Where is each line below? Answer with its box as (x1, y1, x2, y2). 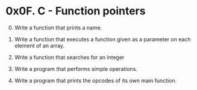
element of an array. (14, 42, 64, 49)
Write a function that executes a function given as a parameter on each (14, 35, 191, 43)
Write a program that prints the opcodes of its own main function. (14, 77, 177, 84)
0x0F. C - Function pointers (5, 4, 146, 18)
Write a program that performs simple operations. (14, 65, 138, 73)
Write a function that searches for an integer (14, 53, 125, 61)
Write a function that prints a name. (14, 24, 102, 31)
